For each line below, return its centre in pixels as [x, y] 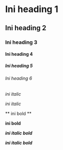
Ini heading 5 [19, 65]
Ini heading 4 [19, 54]
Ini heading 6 [19, 79]
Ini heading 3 [21, 42]
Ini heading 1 [32, 9]
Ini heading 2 [26, 28]
